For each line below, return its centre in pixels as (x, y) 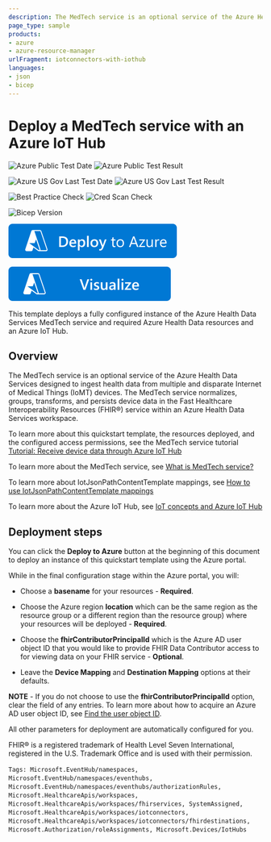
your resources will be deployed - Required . (94, 624)
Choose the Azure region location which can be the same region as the (139, 607)
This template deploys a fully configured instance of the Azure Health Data (132, 314)
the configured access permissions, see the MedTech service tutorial (124, 443)
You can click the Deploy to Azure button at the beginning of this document (134, 552)
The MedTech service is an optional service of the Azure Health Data (123, 376)
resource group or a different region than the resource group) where (133, 615)
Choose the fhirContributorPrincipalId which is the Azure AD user (131, 640)
